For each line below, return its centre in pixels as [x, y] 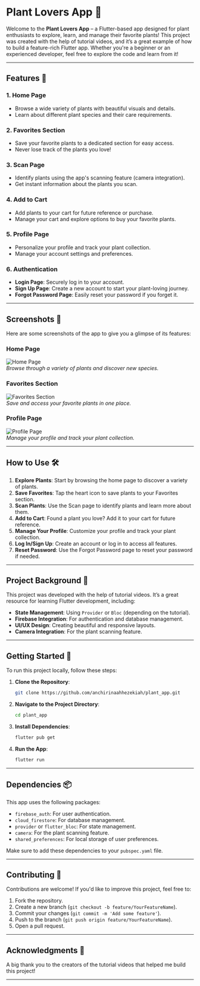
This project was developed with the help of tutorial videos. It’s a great [92, 595]
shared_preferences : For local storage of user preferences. [87, 839]
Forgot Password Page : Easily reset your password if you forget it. [96, 295]
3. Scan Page [26, 165]
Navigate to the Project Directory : [57, 704]
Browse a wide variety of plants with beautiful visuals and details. [95, 108]
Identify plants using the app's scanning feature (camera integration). [100, 178]
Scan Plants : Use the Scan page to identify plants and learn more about [103, 506]
